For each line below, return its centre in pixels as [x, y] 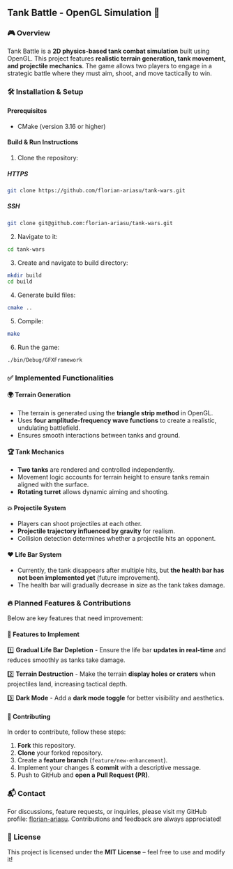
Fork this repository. [46, 746]
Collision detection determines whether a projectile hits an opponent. [116, 539]
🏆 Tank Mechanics [36, 452]
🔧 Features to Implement [44, 634]
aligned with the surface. [53, 484]
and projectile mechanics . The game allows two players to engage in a [110, 66]
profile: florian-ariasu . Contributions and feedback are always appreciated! [114, 819]
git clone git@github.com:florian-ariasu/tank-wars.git [90, 223]
